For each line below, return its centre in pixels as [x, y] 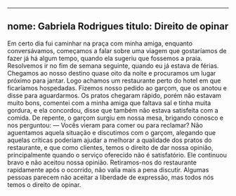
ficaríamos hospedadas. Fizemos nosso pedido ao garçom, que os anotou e [117, 87]
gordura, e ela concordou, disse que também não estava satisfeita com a [113, 110]
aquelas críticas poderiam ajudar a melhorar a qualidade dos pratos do [110, 140]
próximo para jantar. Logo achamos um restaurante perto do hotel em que [114, 80]
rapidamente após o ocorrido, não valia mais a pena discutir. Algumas [108, 169]
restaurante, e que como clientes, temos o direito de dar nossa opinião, [110, 147]
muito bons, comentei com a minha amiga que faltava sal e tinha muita [109, 103]
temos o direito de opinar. [44, 184]
